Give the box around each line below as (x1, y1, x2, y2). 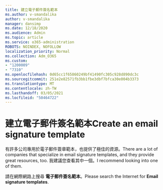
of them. (5, 163, 22, 169)
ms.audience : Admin (5, 30, 46, 35)
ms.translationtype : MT (5, 81, 55, 86)
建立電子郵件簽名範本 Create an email (5, 118, 158, 129)
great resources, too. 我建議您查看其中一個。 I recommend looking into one (5, 158, 158, 164)
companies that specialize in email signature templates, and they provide (5, 152, 155, 158)
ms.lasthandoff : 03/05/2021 (5, 91, 64, 95)
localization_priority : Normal (5, 49, 70, 54)
